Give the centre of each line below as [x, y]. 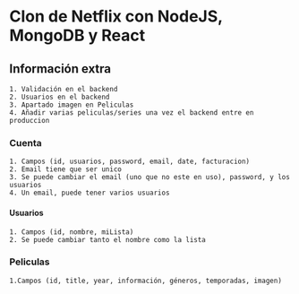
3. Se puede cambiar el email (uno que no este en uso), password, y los [150, 177]
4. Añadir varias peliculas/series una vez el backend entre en [132, 113]
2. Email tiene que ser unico [66, 169]
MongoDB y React [77, 35]
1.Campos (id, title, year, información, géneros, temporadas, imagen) [145, 281]
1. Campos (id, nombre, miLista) [72, 232]
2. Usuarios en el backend [60, 97]
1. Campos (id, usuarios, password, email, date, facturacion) [130, 162]
